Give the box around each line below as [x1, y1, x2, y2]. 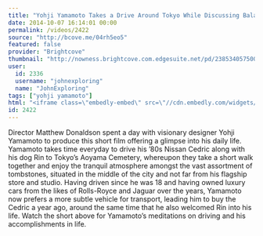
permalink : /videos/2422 [8, 26, 89, 34]
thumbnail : [8, 56, 44, 64]
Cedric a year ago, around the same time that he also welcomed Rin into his [8, 203, 252, 212]
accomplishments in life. [8, 220, 87, 228]
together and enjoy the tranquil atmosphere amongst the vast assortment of [8, 162, 253, 170]
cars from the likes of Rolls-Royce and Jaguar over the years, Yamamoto [8, 186, 242, 195]
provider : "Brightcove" [8, 48, 86, 56]
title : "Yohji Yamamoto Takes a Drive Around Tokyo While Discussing [8, 11, 240, 20]
